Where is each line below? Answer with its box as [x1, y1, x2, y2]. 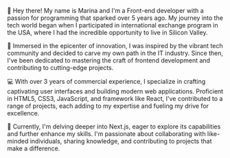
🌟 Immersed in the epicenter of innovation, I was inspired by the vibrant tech [7, 42, 223, 49]
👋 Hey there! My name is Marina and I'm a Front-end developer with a [7, 7, 204, 14]
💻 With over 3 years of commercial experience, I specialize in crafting [7, 78, 206, 85]
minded [7, 137, 29, 145]
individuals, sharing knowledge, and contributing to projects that [30, 137, 212, 145]
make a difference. [7, 144, 60, 153]
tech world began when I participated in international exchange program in [7, 21, 218, 29]
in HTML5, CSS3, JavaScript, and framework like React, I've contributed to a [7, 95, 223, 102]
